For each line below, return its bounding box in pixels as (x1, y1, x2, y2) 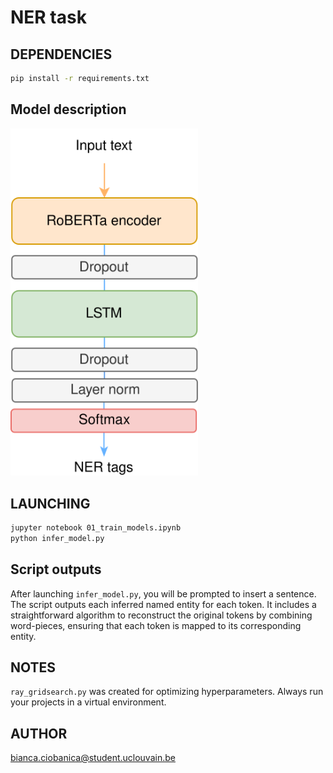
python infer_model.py (10, 533, 105, 543)
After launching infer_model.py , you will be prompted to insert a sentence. (10, 587, 317, 600)
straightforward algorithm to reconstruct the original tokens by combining (10, 609, 313, 621)
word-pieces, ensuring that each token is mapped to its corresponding (10, 619, 302, 631)
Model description (10, 101, 127, 118)
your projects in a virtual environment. (10, 696, 167, 708)
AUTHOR (10, 725, 68, 742)
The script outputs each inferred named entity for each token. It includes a (10, 598, 317, 610)
